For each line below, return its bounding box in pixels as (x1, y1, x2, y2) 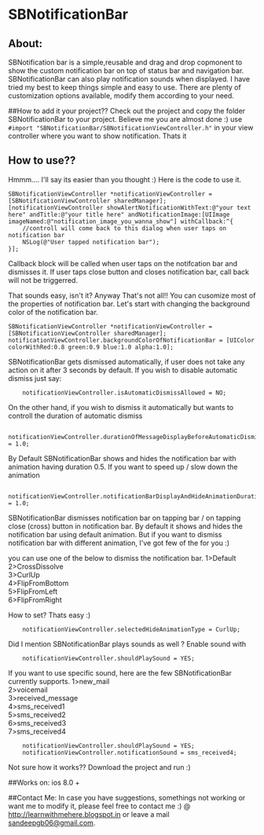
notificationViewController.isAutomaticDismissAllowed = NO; (22, 389, 226, 397)
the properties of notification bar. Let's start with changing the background (8, 298, 250, 308)
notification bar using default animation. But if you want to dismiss (8, 529, 222, 539)
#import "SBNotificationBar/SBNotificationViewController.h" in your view (8, 123, 254, 132)
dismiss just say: (8, 373, 62, 383)
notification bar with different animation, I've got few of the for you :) (8, 538, 230, 548)
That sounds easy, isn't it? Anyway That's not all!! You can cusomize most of (8, 291, 256, 300)
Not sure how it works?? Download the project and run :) (8, 762, 191, 771)
